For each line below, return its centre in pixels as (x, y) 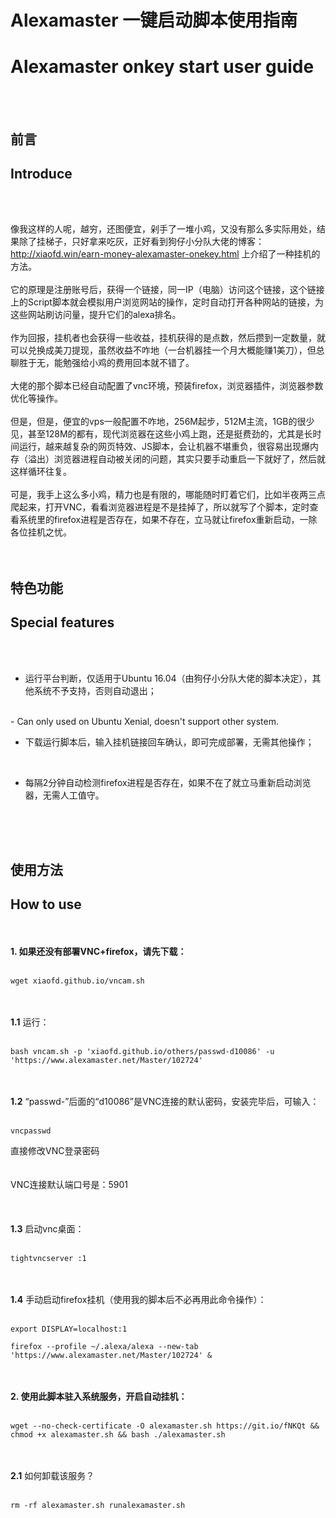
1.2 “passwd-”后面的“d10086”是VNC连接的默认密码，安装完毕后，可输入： (165, 1101)
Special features (62, 622)
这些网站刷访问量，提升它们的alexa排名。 (96, 315)
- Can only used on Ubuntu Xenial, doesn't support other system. (144, 721)
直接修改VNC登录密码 (55, 1150)
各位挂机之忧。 (41, 532)
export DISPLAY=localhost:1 (69, 1329)
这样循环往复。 (41, 472)
